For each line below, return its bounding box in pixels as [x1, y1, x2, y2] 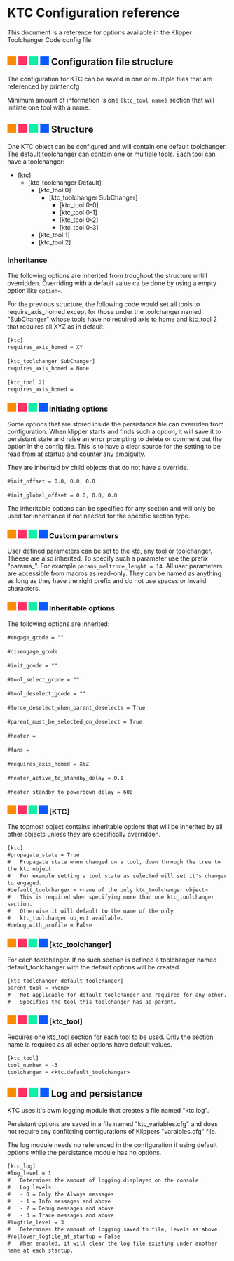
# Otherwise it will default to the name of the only [7, 908, 174, 915]
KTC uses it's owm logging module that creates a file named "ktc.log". [7, 1106, 209, 1115]
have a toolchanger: [7, 157, 65, 166]
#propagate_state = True [7, 851, 80, 858]
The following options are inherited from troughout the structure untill [7, 271, 208, 280]
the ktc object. [7, 865, 55, 873]
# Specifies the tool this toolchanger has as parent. [7, 999, 177, 1006]
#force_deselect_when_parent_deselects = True [7, 704, 146, 711]
